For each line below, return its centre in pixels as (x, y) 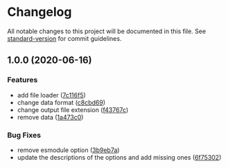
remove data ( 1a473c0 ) (50, 117)
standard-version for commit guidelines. (64, 38)
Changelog (40, 12)
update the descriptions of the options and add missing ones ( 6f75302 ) (119, 157)
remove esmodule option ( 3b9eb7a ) (68, 150)
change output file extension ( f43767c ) (73, 110)
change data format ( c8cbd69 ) (61, 102)
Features (23, 80)
